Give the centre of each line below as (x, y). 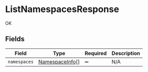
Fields (15, 39)
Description (126, 53)
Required (96, 53)
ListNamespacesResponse (62, 9)
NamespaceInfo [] (59, 61)
